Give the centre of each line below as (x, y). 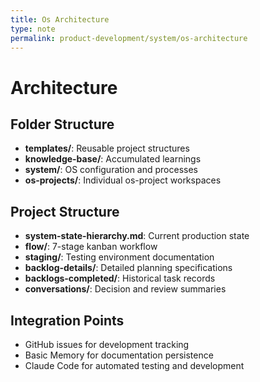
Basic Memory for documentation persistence (119, 355)
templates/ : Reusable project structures (107, 148)
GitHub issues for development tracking (107, 344)
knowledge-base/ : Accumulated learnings (113, 159)
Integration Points (67, 320)
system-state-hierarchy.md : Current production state (137, 236)
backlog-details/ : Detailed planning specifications (128, 268)
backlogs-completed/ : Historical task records (120, 278)
